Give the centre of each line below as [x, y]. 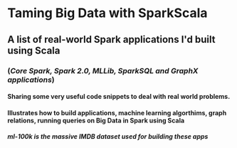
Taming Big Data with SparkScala [107, 13]
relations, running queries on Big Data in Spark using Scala [96, 120]
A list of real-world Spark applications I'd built [111, 39]
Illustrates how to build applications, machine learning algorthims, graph [117, 112]
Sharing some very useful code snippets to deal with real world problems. [119, 97]
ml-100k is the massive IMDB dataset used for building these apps [108, 137]
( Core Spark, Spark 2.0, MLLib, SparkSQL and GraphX [103, 70]
